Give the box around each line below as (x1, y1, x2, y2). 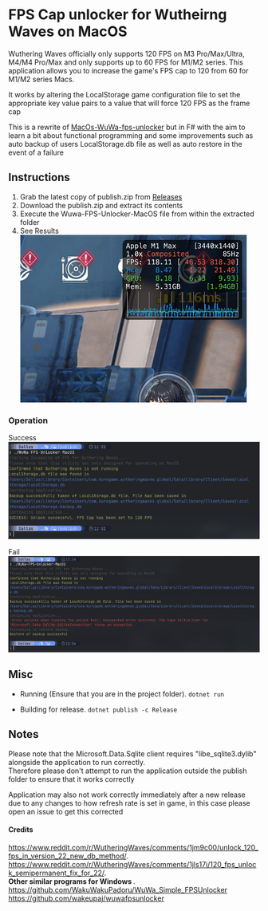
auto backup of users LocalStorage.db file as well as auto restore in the (8, 139, 243, 148)
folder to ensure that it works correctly (8, 774, 135, 783)
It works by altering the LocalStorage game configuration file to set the (8, 89, 241, 99)
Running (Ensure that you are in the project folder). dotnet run (19, 688, 225, 699)
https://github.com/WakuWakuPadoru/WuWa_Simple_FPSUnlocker (8, 885, 228, 894)
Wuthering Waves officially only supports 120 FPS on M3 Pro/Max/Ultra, (8, 49, 245, 58)
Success (8, 433, 37, 443)
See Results (19, 226, 60, 235)
